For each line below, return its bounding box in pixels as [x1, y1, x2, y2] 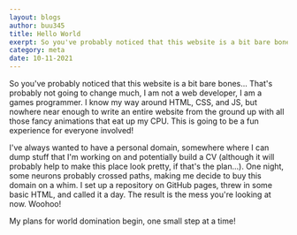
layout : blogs [9, 12, 62, 22]
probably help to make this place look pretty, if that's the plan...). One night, [9, 161, 285, 171]
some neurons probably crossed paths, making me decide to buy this [9, 171, 263, 181]
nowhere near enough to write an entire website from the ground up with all [9, 107, 285, 117]
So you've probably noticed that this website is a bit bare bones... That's [9, 79, 273, 88]
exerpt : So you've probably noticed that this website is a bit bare [9, 37, 271, 47]
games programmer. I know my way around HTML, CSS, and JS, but [9, 97, 258, 107]
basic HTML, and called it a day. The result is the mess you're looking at [9, 189, 271, 200]
